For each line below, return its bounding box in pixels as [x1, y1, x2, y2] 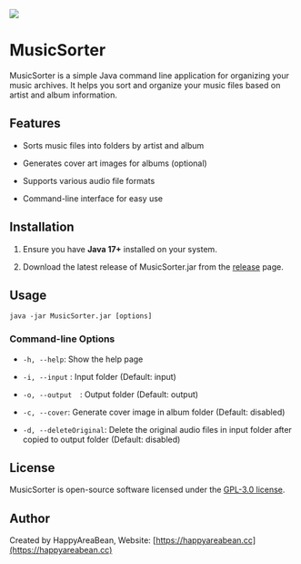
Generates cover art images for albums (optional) [22, 158, 207, 169]
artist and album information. [9, 89, 118, 100]
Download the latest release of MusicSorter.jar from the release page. [22, 261, 284, 272]
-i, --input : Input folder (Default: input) [22, 371, 177, 382]
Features [9, 116, 61, 131]
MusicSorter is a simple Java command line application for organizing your [9, 69, 289, 81]
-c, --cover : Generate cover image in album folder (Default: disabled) [22, 406, 286, 417]
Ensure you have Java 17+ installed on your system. [22, 243, 218, 254]
